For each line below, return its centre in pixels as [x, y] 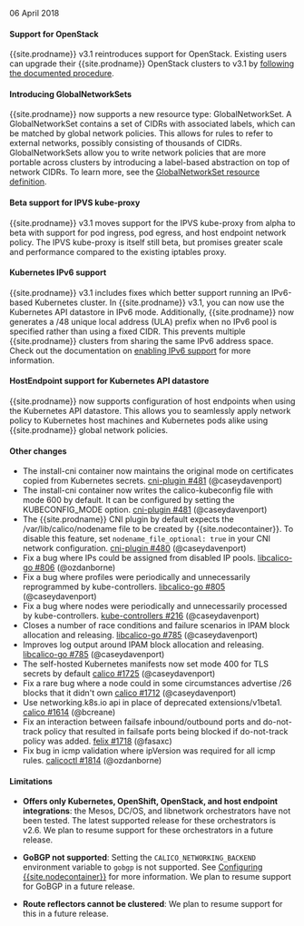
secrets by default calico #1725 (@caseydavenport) [119, 674]
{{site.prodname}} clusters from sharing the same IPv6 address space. [142, 340]
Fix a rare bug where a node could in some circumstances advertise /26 [157, 684]
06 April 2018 [34, 13]
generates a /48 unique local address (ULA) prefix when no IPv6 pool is [143, 321]
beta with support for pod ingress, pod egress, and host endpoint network [148, 232]
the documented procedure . [62, 74]
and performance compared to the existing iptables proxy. [118, 251]
